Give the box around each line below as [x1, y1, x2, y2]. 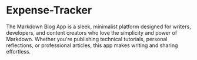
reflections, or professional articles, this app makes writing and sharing [6, 42, 178, 49]
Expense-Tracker [6, 4, 92, 17]
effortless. [6, 48, 31, 55]
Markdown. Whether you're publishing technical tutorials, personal [6, 35, 168, 42]
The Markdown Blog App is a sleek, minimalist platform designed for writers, [6, 23, 191, 30]
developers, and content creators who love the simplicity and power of [6, 29, 178, 36]
